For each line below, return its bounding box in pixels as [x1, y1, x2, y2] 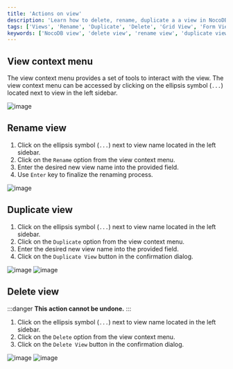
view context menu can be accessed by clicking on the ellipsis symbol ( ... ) [7, 81, 224, 90]
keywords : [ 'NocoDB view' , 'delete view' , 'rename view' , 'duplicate [7, 29, 213, 37]
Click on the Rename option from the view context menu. [17, 155, 175, 164]
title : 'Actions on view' [7, 10, 82, 17]
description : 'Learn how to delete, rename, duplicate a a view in [7, 17, 207, 24]
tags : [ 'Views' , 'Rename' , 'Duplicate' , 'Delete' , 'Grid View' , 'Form [7, 23, 216, 30]
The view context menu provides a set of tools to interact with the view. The [7, 74, 224, 82]
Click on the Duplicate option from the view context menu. [17, 237, 185, 246]
